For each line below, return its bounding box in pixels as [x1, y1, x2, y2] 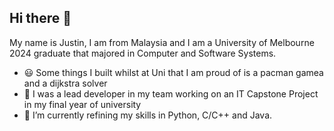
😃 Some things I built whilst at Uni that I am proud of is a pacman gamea [23, 66, 324, 78]
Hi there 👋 [9, 10, 72, 27]
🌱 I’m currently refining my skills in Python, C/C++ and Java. [23, 109, 273, 121]
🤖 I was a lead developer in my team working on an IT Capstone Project [23, 87, 319, 100]
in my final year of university [23, 98, 142, 110]
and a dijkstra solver [23, 77, 108, 89]
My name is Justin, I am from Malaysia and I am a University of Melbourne [9, 36, 315, 48]
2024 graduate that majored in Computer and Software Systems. [9, 47, 277, 59]
